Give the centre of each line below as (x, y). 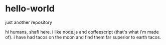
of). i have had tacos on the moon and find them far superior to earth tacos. (83, 37)
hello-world (30, 9)
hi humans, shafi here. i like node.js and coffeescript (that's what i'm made (82, 32)
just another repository (29, 22)
